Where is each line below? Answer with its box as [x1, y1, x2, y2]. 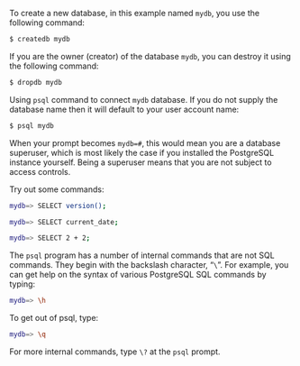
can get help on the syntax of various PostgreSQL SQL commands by [9, 270, 268, 280]
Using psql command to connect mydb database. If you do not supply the [9, 94, 278, 105]
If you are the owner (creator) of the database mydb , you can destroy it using [9, 50, 291, 61]
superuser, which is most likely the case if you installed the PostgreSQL [9, 147, 275, 158]
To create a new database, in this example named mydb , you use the [9, 8, 259, 18]
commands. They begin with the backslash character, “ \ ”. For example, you [9, 260, 289, 270]
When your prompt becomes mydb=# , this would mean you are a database [9, 137, 281, 148]
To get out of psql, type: [9, 313, 99, 324]
